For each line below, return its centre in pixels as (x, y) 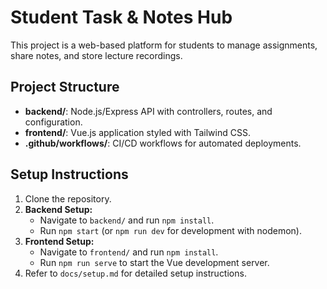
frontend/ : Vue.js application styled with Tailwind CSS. (137, 132)
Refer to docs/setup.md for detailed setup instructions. (135, 273)
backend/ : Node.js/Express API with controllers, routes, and (148, 111)
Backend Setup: (58, 209)
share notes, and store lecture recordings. (96, 55)
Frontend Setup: (59, 241)
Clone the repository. (68, 198)
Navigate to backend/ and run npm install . (127, 220)
